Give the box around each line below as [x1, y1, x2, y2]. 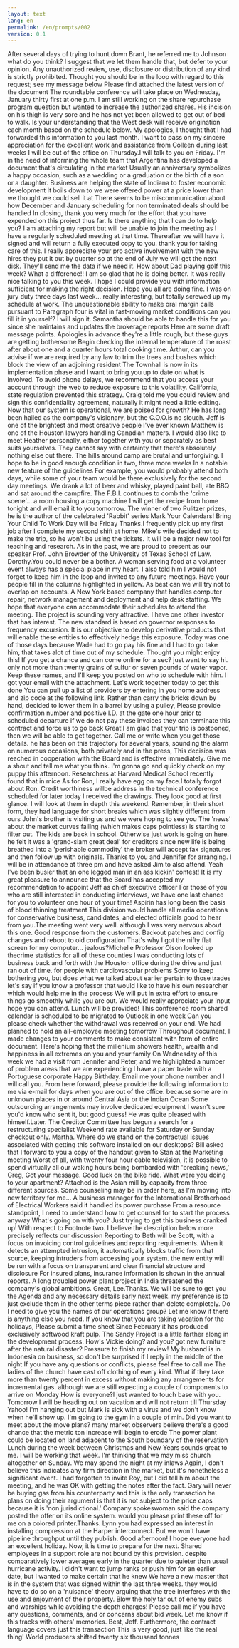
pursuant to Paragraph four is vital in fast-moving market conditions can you [7, 307, 231, 316]
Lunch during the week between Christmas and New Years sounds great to [7, 1443, 228, 1452]
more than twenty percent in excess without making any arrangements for [7, 1375, 225, 1384]
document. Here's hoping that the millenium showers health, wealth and [7, 1042, 218, 1051]
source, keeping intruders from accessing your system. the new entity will [7, 1254, 224, 1262]
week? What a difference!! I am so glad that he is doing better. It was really [7, 269, 226, 278]
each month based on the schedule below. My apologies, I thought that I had [7, 125, 233, 134]
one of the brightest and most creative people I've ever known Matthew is [7, 421, 224, 430]
